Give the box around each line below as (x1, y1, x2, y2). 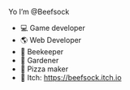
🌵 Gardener (19, 56, 59, 65)
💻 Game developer (19, 24, 85, 32)
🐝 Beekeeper (19, 47, 64, 56)
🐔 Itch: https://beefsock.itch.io (19, 73, 122, 82)
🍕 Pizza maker (19, 64, 69, 74)
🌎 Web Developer (19, 36, 82, 45)
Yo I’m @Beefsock (8, 7, 70, 16)
